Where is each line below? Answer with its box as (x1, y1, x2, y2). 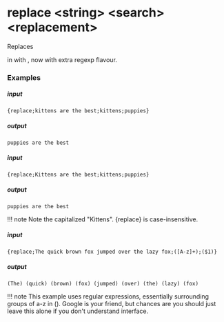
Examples (7, 72, 41, 82)
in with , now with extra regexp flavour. (7, 55, 117, 63)
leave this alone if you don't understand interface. (7, 307, 149, 315)
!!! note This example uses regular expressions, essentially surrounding (7, 292, 209, 301)
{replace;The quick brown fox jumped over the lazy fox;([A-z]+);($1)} (7, 248, 217, 255)
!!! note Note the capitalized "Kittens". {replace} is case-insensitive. (7, 215, 198, 223)
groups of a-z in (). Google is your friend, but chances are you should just (7, 299, 216, 308)
